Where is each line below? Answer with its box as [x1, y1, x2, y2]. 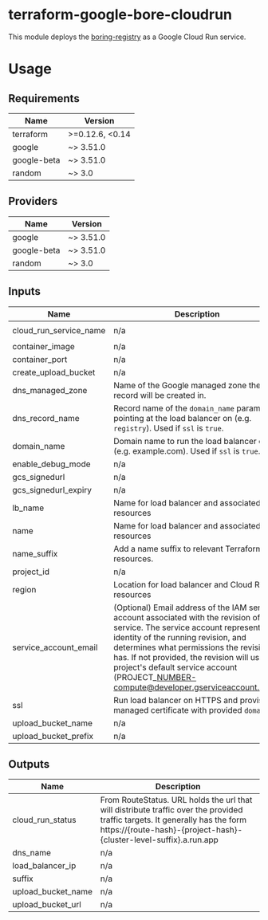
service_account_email [12, 642, 98, 653]
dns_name [12, 847, 52, 859]
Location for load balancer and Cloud [112, 579, 253, 590]
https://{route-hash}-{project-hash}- [100, 824, 243, 835]
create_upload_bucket [12, 367, 96, 378]
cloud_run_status [12, 815, 77, 826]
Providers [8, 195, 58, 208]
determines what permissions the [112, 642, 239, 653]
